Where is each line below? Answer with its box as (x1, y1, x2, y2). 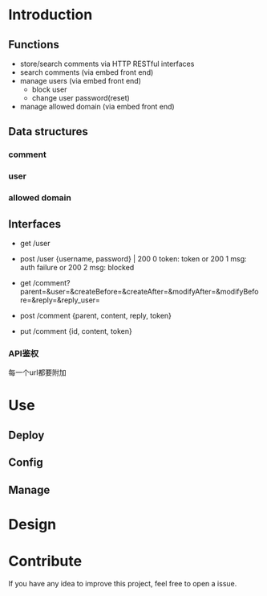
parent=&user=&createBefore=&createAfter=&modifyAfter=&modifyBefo (19, 286, 259, 296)
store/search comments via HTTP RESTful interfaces (19, 59, 195, 68)
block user (31, 84, 67, 94)
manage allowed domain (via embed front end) (19, 102, 175, 111)
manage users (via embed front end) (19, 76, 142, 85)
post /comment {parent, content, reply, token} (19, 310, 172, 320)
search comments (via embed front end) (19, 68, 154, 77)
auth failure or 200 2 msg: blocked (19, 262, 135, 272)
